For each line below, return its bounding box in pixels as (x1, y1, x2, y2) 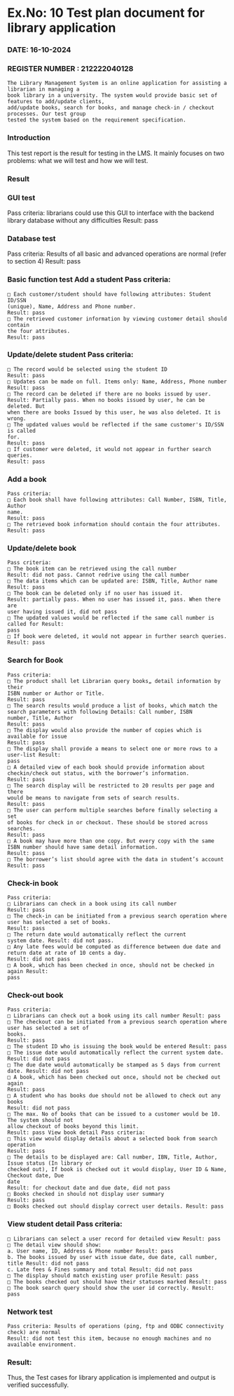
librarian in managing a (7, 86, 80, 93)
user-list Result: (7, 751, 61, 758)
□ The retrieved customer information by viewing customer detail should (7, 315, 228, 322)
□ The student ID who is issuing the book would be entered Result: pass (7, 1043, 228, 1050)
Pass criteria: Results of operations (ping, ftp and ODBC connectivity (7, 1322, 224, 1329)
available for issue (7, 733, 68, 740)
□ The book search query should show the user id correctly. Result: (7, 1284, 215, 1291)
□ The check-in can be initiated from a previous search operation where (7, 913, 228, 920)
